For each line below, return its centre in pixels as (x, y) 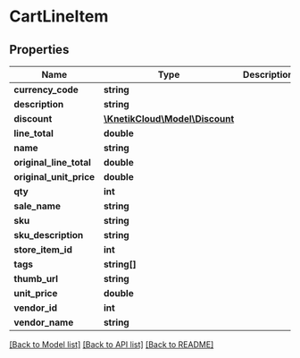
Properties (39, 50)
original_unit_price (54, 177)
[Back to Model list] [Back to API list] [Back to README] (112, 345)
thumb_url (36, 279)
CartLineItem (59, 17)
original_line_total (53, 162)
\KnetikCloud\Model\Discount (169, 119)
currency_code (46, 89)
